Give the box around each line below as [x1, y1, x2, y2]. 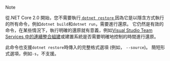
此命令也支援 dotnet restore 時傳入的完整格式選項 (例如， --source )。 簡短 [5, 44, 161, 50]
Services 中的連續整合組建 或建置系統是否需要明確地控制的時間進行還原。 [5, 34, 159, 39]
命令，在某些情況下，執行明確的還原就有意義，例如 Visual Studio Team [5, 27, 153, 33]
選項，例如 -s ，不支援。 [9, 50, 60, 56]
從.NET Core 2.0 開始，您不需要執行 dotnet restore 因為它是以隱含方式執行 [5, 15, 164, 21]
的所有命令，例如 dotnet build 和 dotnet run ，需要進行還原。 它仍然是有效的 [5, 21, 164, 27]
